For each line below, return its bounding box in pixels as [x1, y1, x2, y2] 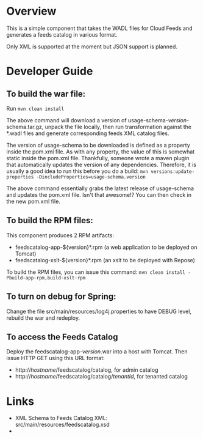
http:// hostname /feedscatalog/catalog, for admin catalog [15, 366, 158, 374]
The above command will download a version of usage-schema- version [6, 116, 187, 124]
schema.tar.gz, [6, 123, 44, 130]
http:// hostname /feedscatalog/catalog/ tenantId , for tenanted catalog [15, 373, 188, 380]
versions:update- [151, 168, 195, 175]
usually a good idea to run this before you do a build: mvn [6, 167, 148, 175]
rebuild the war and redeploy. [6, 314, 80, 322]
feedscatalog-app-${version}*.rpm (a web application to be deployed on [15, 243, 198, 251]
